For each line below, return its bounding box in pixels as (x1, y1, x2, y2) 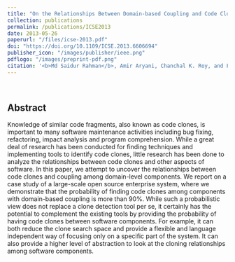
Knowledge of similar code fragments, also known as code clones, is (7, 120, 206, 129)
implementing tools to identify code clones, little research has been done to (7, 150, 225, 158)
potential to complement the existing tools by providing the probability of (7, 209, 217, 218)
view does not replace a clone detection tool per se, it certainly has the (7, 202, 212, 211)
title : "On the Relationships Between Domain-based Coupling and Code (7, 10, 218, 18)
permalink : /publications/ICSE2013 (7, 23, 111, 30)
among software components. (7, 247, 94, 256)
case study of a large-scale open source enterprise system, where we (7, 180, 210, 188)
